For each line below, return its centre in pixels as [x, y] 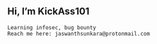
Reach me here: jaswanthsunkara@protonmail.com [79, 34]
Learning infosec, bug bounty [52, 27]
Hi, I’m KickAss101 [48, 12]
